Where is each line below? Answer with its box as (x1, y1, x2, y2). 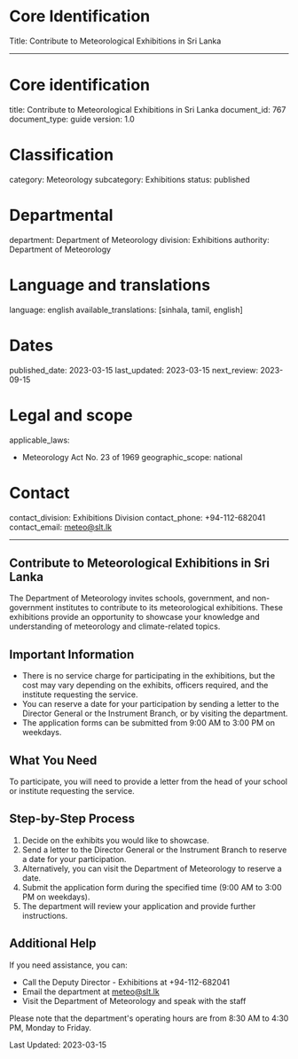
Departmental (9, 206, 114, 225)
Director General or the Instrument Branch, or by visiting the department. (21, 708, 288, 719)
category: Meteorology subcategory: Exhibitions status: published (9, 174, 250, 184)
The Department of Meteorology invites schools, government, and (9, 592, 251, 604)
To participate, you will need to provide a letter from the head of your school (9, 776, 288, 787)
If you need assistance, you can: (9, 960, 129, 970)
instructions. (21, 910, 68, 921)
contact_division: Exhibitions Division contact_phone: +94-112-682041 (9, 512, 266, 522)
